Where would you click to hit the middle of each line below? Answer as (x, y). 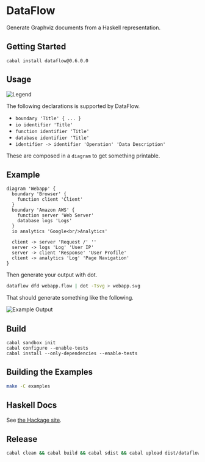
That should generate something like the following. (70, 298)
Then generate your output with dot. (52, 275)
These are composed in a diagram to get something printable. (83, 156)
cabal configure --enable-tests (47, 348)
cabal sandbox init (31, 343)
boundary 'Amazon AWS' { (43, 210)
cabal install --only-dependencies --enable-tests (72, 354)
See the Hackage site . (34, 420)
